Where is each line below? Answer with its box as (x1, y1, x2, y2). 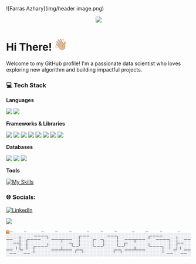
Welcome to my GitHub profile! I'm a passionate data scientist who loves (6, 60, 181, 67)
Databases (6, 144, 33, 151)
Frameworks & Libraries (6, 120, 66, 127)
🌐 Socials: (6, 193, 36, 201)
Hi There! (6, 40, 52, 54)
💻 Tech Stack (6, 81, 47, 89)
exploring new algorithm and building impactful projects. (6, 66, 143, 73)
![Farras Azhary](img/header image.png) (6, 5, 104, 12)
